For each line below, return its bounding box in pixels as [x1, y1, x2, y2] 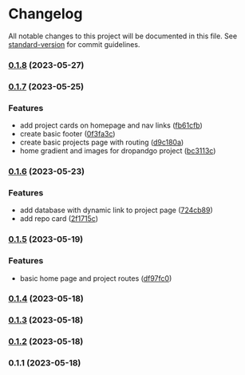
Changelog [8, 5, 83, 23]
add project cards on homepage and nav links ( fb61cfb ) [19, 120, 204, 130]
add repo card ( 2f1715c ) [19, 214, 98, 223]
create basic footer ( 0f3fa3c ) [19, 129, 116, 139]
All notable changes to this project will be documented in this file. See [8, 31, 238, 41]
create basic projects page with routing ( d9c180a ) [19, 137, 184, 148]
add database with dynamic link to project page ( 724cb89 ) [19, 205, 213, 215]
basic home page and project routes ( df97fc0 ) [19, 273, 172, 283]
